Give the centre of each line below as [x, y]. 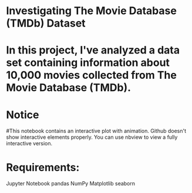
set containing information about [88, 63]
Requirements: [43, 167]
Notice [23, 114]
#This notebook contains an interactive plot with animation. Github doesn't [96, 131]
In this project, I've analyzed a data [93, 50]
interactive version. [29, 144]
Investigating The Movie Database [92, 11]
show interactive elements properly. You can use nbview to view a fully [92, 137]
